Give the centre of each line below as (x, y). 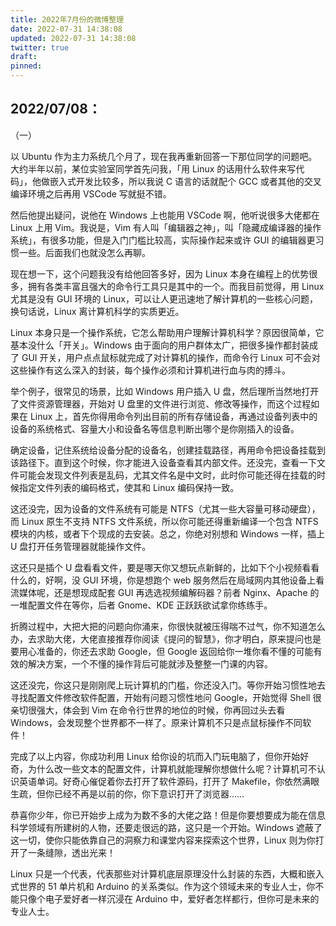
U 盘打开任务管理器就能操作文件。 (81, 546)
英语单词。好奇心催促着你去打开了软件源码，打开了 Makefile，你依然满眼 (169, 781)
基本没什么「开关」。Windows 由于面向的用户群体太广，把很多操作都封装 (160, 345)
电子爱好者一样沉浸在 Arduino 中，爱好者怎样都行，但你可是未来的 (182, 898)
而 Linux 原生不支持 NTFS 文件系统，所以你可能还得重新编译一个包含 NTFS (164, 521)
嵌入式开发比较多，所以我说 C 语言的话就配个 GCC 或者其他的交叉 (185, 181)
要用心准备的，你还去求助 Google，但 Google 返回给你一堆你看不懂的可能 (162, 651)
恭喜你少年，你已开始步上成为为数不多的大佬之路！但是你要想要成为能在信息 (168, 815)
